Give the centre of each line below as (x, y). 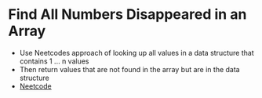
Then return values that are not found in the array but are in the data (130, 69)
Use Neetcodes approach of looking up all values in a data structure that (136, 53)
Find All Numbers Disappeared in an (127, 15)
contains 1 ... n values (54, 61)
